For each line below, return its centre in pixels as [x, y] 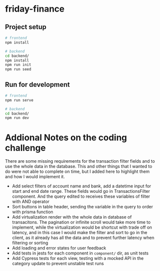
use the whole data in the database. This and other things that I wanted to [79, 167]
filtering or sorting [30, 243]
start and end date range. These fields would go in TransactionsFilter [81, 191]
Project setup [26, 27]
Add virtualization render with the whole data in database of [72, 217]
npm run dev [17, 118]
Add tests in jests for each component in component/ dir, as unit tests [80, 253]
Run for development [38, 84]
